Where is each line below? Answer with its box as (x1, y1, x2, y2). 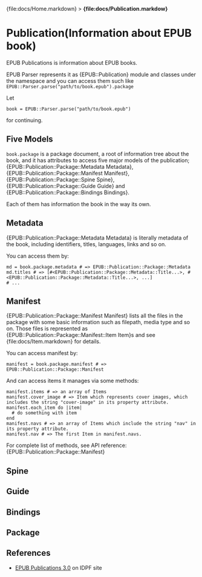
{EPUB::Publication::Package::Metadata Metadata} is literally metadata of (6, 234, 189, 241)
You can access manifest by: (6, 350, 78, 357)
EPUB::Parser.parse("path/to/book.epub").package (6, 83, 134, 90)
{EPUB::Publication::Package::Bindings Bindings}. (6, 189, 130, 196)
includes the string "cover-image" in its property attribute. (6, 399, 169, 406)
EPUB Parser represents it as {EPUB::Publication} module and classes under (6, 71, 197, 78)
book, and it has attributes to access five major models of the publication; (6, 157, 190, 164)
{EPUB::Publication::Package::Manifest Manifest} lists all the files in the (6, 312, 183, 319)
